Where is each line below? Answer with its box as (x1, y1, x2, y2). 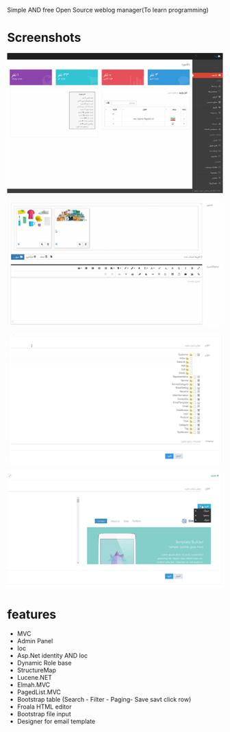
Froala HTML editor (16, 702, 72, 711)
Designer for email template (16, 718, 96, 726)
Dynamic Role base (16, 659, 72, 667)
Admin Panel (16, 637, 53, 645)
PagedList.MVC (16, 688, 62, 696)
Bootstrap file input (16, 710, 71, 718)
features (7, 607, 57, 623)
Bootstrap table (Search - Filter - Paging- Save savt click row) (16, 696, 192, 704)
